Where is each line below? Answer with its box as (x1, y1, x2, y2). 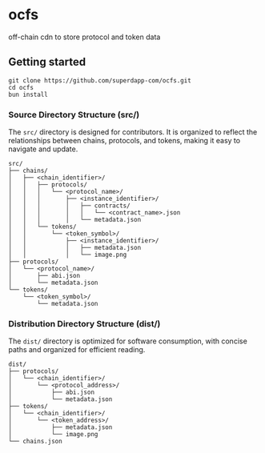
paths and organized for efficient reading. (8, 345, 146, 355)
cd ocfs (8, 83, 34, 91)
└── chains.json (8, 438, 62, 446)
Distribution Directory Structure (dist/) (8, 318, 161, 329)
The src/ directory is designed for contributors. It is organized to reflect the (8, 127, 258, 137)
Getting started (8, 55, 86, 69)
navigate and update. (8, 144, 78, 154)
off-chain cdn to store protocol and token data (8, 32, 161, 42)
